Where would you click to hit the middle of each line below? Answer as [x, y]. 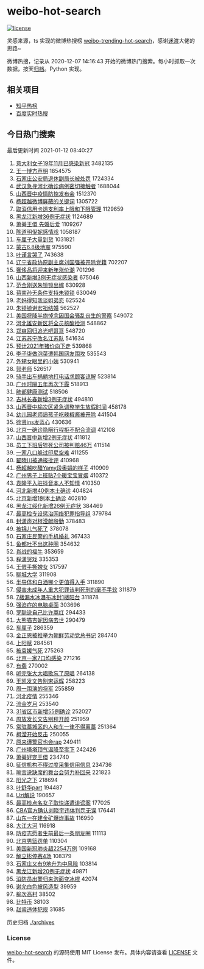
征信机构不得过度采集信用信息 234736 [64, 764]
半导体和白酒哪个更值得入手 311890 [60, 582]
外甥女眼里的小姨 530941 [47, 361]
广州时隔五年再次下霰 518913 [52, 384]
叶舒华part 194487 [39, 788]
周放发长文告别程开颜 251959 [52, 719]
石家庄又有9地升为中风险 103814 [56, 864]
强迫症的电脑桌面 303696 [48, 605]
